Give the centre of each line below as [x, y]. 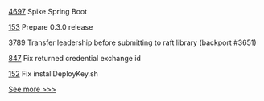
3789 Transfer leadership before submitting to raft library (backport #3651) [132, 42]
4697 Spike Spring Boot [48, 12]
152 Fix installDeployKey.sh [54, 74]
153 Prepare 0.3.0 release [51, 27]
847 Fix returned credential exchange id [74, 58]
